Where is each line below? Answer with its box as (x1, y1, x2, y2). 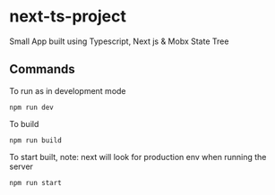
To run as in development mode (9, 85, 127, 96)
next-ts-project (9, 6, 127, 27)
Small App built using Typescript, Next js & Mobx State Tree (9, 36, 229, 47)
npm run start (9, 178, 63, 187)
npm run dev (9, 103, 54, 112)
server (9, 161, 34, 172)
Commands (9, 62, 76, 77)
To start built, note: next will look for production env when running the (9, 151, 267, 162)
